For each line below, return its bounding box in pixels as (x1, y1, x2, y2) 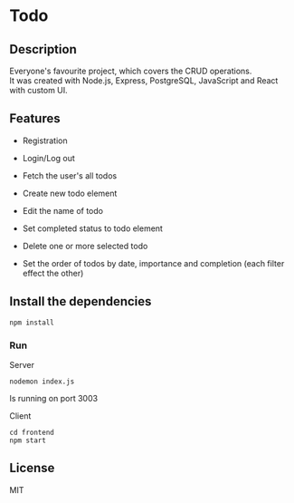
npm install (9, 318, 54, 327)
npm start (9, 436, 47, 445)
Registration (22, 135, 68, 146)
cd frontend (9, 428, 54, 437)
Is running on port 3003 (9, 392, 98, 403)
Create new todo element (22, 188, 118, 198)
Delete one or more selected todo (22, 240, 148, 251)
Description (9, 42, 77, 57)
